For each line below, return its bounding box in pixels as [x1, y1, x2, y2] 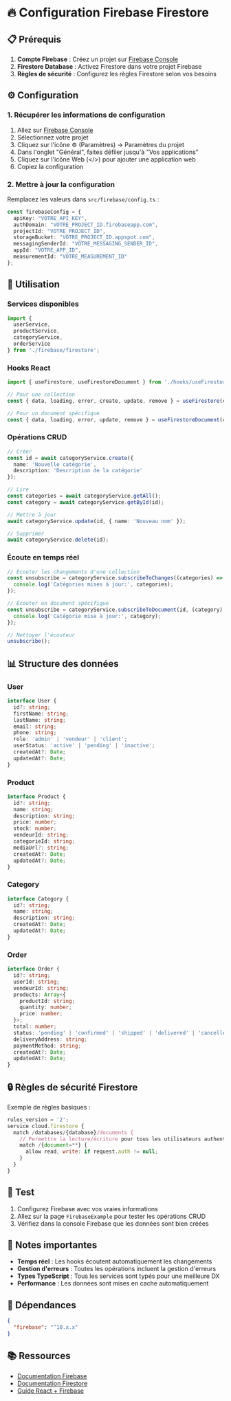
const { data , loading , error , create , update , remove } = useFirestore [7, 397, 220, 404]
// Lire [7, 486, 30, 493]
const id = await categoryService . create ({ [7, 454, 134, 461]
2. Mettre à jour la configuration [7, 179, 115, 189]
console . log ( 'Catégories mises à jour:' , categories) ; [13, 581, 174, 588]
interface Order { [7, 966, 60, 973]
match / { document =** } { [19, 1142, 88, 1149]
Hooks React [7, 363, 51, 373]
